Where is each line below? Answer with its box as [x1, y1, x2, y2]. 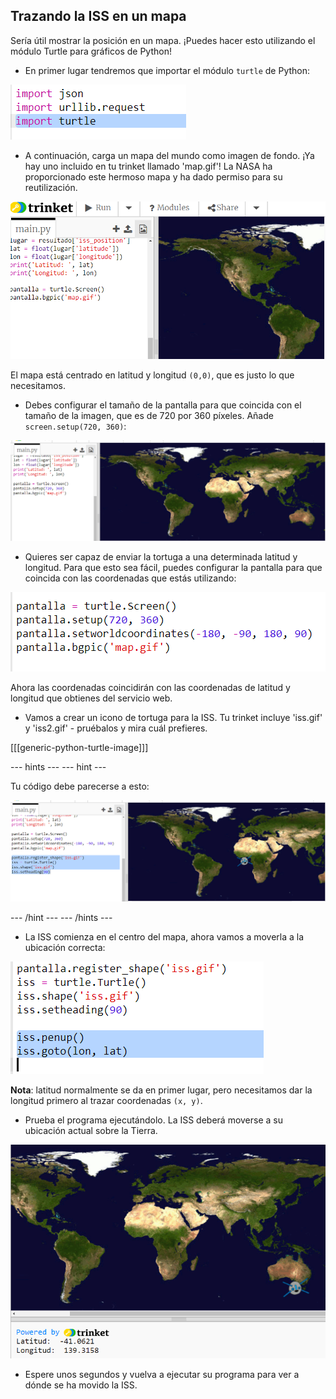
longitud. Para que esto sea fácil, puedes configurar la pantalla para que [24, 561, 323, 573]
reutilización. [24, 181, 78, 193]
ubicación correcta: [24, 941, 106, 953]
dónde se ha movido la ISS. [24, 1379, 138, 1391]
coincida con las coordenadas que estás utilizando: [24, 572, 237, 584]
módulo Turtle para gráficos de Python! [10, 45, 172, 57]
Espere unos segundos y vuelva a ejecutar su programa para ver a [24, 1369, 300, 1381]
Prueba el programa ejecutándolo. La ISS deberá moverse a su [24, 1114, 284, 1126]
